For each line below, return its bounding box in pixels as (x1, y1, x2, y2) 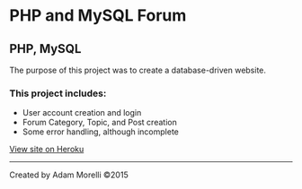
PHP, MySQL (9, 41, 82, 56)
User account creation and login (22, 107, 142, 118)
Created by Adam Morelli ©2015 (9, 169, 129, 180)
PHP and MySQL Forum (9, 5, 187, 26)
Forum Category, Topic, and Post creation (22, 117, 177, 128)
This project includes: (9, 87, 107, 99)
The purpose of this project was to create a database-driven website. (9, 64, 267, 75)
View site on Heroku (9, 144, 84, 155)
